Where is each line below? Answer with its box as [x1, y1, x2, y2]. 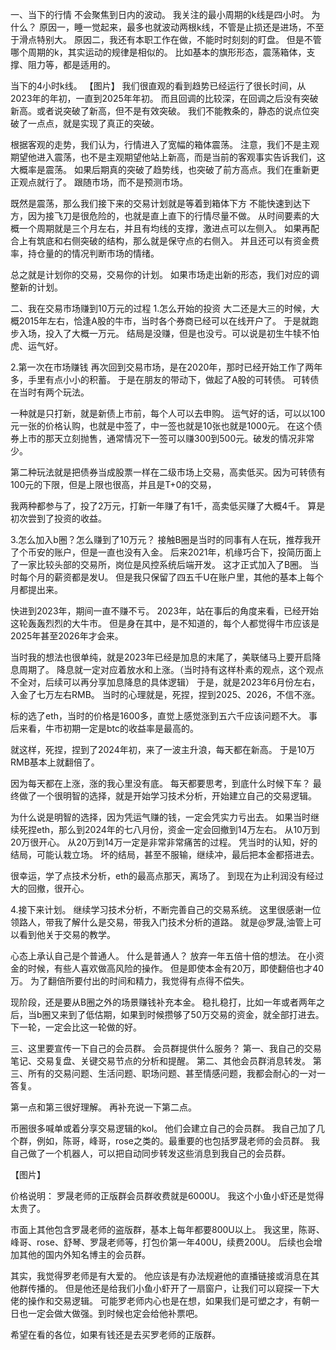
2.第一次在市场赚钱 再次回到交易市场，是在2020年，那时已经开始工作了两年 [10, 361, 323, 373]
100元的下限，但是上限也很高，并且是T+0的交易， [10, 479, 217, 490]
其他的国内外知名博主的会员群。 [18, 1249, 151, 1260]
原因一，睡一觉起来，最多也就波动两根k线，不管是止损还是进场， [38, 21, 307, 33]
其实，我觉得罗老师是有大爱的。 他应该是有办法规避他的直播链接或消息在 [10, 1270, 311, 1282]
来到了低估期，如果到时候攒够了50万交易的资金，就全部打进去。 [59, 1009, 325, 1020]
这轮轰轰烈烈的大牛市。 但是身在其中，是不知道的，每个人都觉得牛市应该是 [10, 618, 320, 629]
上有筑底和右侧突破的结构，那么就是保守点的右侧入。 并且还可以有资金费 [18, 235, 320, 247]
